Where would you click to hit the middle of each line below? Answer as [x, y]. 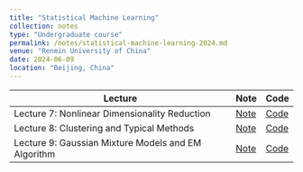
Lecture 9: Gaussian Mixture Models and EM [108, 142]
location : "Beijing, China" [62, 68]
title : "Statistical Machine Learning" [84, 18]
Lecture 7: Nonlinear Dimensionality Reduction [112, 113]
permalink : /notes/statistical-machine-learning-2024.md [119, 43]
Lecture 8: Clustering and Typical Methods [104, 128]
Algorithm [35, 154]
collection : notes [44, 26]
